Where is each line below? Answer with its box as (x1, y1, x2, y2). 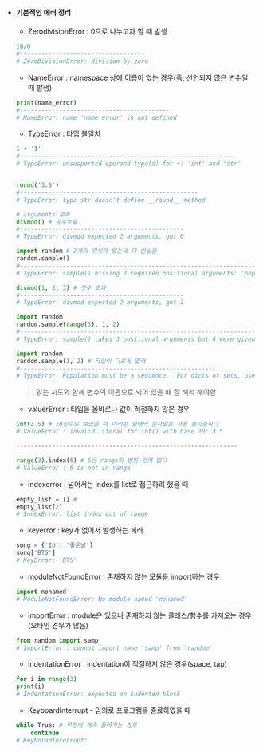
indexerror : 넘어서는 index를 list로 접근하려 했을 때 (27, 479, 189, 489)
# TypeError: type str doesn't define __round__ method (15, 196, 206, 204)
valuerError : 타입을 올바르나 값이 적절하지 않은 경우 (27, 404, 190, 414)
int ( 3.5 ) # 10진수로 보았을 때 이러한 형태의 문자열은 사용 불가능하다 (15, 420, 219, 429)
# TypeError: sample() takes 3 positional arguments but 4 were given (15, 335, 256, 343)
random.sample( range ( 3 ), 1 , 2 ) (15, 320, 120, 329)
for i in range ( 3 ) (15, 675, 77, 683)
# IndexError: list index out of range (15, 510, 149, 518)
